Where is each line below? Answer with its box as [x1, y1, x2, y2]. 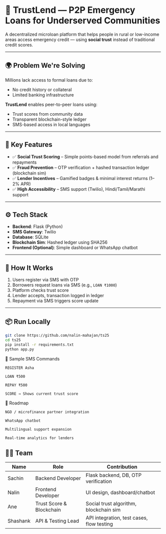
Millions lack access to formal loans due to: [5, 77, 93, 83]
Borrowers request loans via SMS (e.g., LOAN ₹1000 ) [12, 282, 117, 288]
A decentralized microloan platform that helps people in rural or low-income [5, 31, 160, 37]
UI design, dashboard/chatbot [85, 489, 155, 496]
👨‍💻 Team [5, 448, 33, 457]
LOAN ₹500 [5, 374, 26, 379]
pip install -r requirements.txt [5, 342, 74, 347]
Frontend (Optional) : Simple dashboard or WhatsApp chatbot [12, 245, 138, 251]
